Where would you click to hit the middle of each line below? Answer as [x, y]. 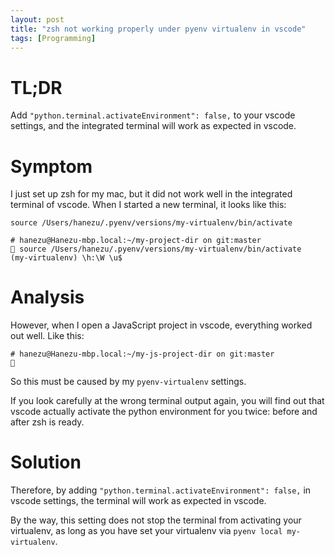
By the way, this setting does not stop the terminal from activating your [156, 520]
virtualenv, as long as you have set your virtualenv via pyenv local [146, 531]
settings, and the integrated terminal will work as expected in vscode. [153, 126]
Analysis [47, 297]
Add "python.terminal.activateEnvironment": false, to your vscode [153, 115]
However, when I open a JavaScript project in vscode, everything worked [161, 325]
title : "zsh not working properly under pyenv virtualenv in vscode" [158, 29]
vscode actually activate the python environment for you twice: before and [164, 412]
